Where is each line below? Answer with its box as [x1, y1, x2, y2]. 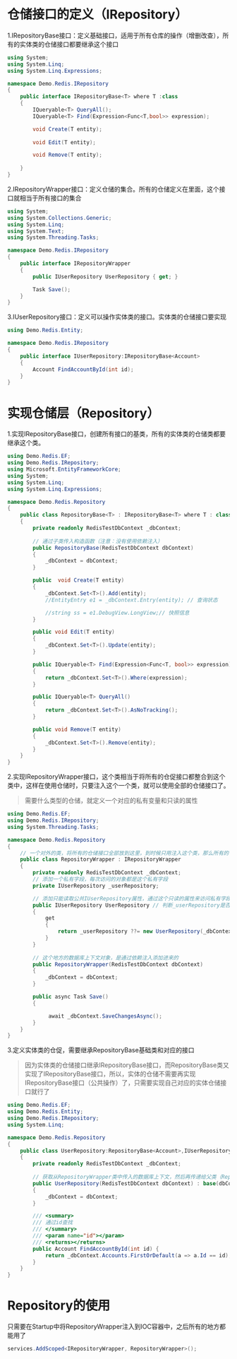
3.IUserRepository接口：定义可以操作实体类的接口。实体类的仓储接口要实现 [7, 312, 227, 322]
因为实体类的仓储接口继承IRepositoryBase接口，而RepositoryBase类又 [24, 1061, 229, 1069]
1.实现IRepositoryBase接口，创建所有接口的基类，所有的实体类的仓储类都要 [7, 430, 226, 438]
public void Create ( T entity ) [32, 577, 125, 584]
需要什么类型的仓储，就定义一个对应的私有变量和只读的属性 [24, 796, 198, 805]
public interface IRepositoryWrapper [20, 260, 131, 267]
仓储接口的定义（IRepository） [7, 6, 188, 23]
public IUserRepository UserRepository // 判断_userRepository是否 [32, 902, 231, 909]
